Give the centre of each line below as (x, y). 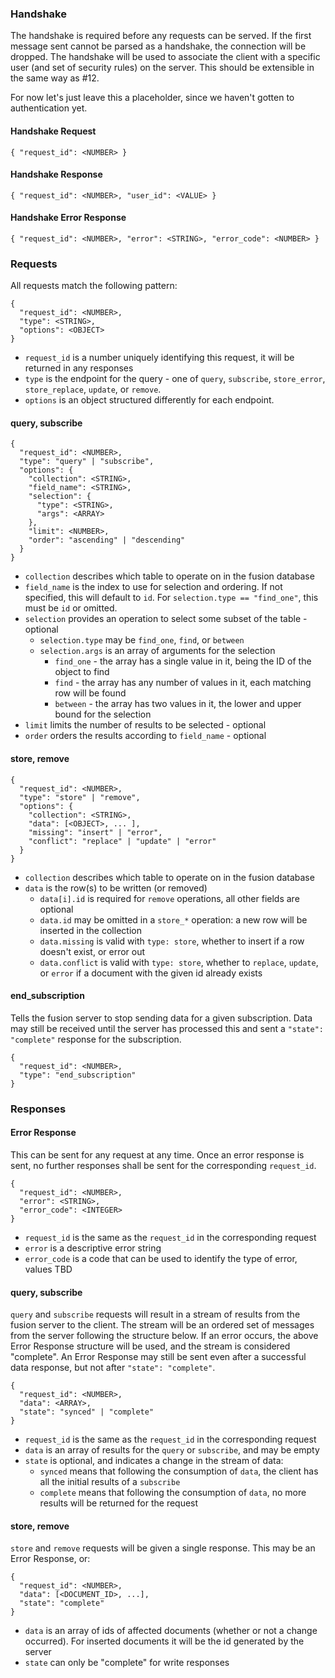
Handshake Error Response (68, 218)
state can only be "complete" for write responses (127, 1663)
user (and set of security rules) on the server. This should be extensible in (162, 68)
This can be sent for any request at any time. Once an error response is (157, 1154)
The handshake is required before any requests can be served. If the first (161, 36)
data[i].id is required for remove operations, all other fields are (169, 898)
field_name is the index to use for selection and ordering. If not (153, 587)
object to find (82, 672)
